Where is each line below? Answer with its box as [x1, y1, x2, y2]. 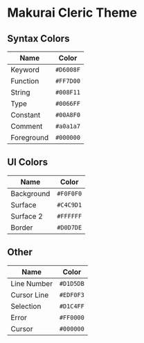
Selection [10, 301, 42, 311]
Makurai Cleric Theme [7, 5, 137, 21]
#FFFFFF [56, 212, 82, 220]
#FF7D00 [55, 77, 81, 85]
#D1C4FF [59, 302, 84, 310]
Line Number [10, 278, 53, 288]
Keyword [10, 65, 40, 74]
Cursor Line [10, 290, 49, 300]
